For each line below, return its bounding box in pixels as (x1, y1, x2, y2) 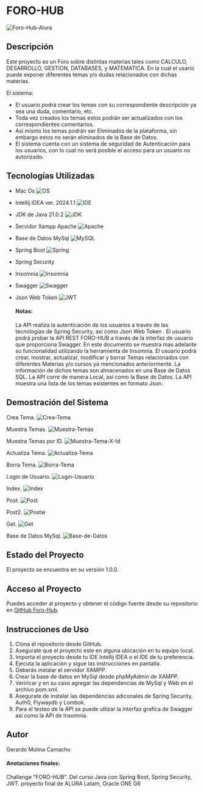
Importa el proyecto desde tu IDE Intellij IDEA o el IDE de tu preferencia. (15, 654, 195, 661)
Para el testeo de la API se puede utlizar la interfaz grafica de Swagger (15, 706, 193, 713)
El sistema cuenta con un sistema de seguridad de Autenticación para (15, 140, 191, 147)
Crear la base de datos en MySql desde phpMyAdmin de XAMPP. (15, 673, 179, 681)
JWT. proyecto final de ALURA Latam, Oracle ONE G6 (6, 780, 141, 787)
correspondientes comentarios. (15, 120, 94, 128)
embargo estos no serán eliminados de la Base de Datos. (15, 133, 158, 141)
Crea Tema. (6, 413, 35, 421)
